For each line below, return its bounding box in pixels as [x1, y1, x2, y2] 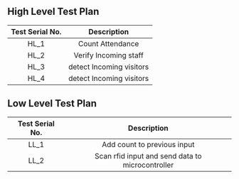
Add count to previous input [102, 139, 195, 149]
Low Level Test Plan [7, 97, 97, 109]
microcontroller [122, 160, 174, 170]
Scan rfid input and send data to [95, 151, 202, 161]
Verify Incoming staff [73, 50, 144, 60]
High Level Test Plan [7, 6, 100, 18]
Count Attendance [78, 38, 139, 48]
